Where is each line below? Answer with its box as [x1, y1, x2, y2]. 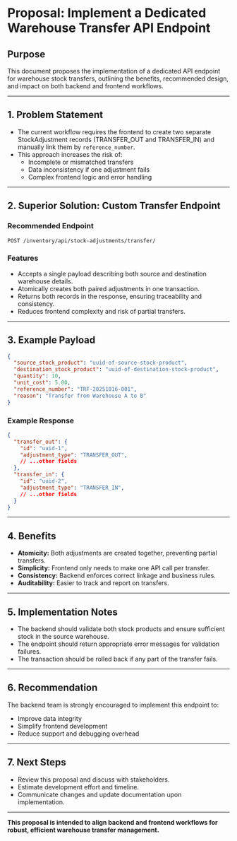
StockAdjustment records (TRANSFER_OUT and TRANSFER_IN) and [17, 135, 215, 143]
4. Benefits [7, 530, 56, 542]
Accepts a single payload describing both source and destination [17, 269, 207, 278]
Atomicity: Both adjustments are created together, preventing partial [17, 549, 217, 558]
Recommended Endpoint [7, 221, 94, 231]
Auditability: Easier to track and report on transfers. [17, 579, 169, 587]
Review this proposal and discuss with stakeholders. [17, 775, 170, 784]
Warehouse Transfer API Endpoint [7, 20, 211, 36]
